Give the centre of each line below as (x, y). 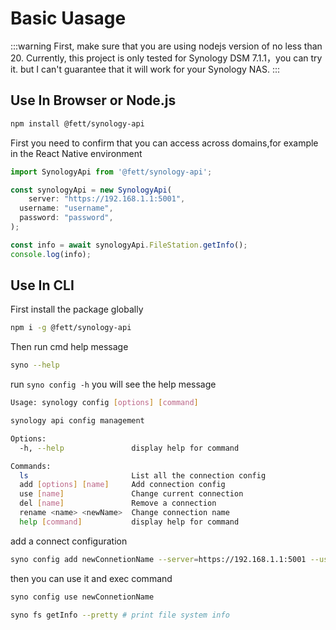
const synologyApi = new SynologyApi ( (91, 190)
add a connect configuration (69, 541)
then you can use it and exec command (91, 578)
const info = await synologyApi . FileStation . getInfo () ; (129, 245)
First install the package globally (77, 309)
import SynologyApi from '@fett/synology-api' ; (111, 172)
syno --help (35, 365)
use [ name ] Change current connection (131, 494)
